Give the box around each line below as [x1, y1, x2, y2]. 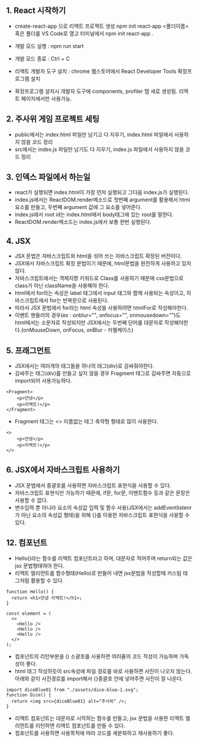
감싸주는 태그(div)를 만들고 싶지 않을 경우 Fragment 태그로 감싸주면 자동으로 [14, 370, 191, 377]
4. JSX [6, 236, 31, 246]
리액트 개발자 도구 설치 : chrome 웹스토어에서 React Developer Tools [14, 68, 177, 75]
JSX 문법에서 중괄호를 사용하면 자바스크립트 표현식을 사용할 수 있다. [14, 481, 171, 489]
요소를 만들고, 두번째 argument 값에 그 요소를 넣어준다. [14, 204, 142, 211]
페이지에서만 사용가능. [21, 95, 72, 102]
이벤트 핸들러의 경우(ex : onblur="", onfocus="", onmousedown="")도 [14, 311, 181, 319]
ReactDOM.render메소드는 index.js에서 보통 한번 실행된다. [14, 219, 152, 226]
